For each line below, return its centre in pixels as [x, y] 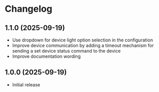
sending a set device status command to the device [66, 51]
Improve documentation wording [46, 56]
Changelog [29, 9]
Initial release [26, 84]
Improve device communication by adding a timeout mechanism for [83, 45]
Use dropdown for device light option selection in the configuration [83, 40]
